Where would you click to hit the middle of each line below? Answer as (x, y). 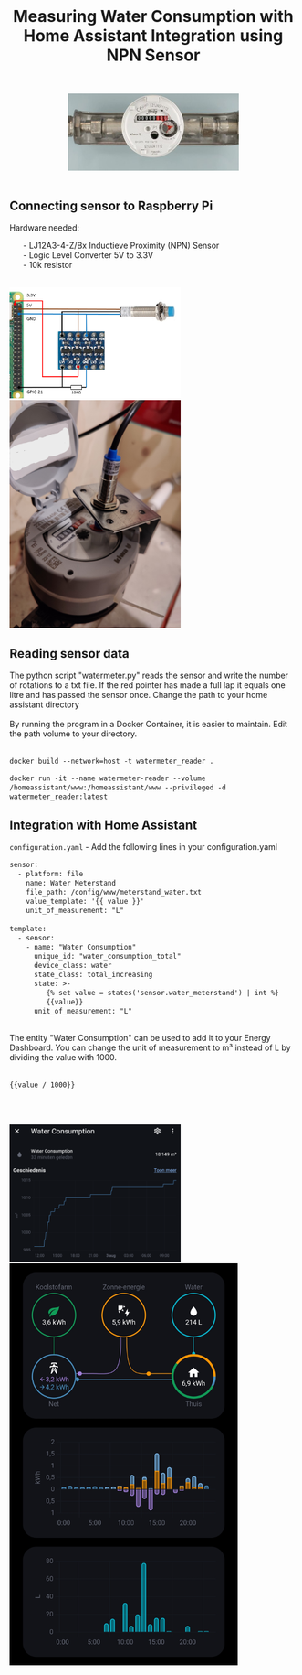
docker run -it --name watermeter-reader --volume (108, 778)
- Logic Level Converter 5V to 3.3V (88, 255)
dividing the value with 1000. (63, 1058)
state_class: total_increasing (93, 975)
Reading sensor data (69, 654)
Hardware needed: (45, 228)
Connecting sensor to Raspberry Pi (111, 206)
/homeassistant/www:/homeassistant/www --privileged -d (118, 788)
